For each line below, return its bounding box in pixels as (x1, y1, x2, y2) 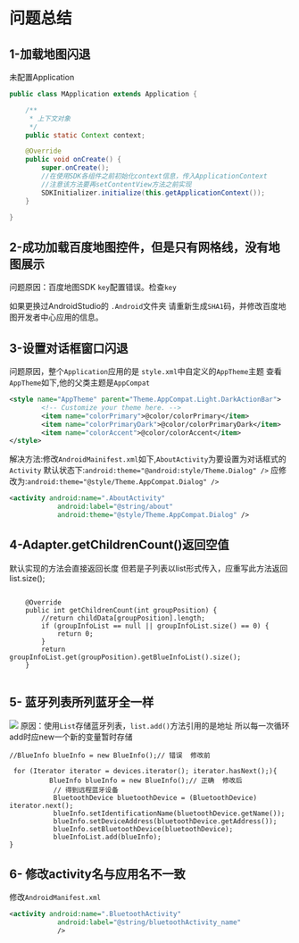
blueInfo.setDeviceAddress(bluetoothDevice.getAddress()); (53, 816, 278, 826)
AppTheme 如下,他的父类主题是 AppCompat (9, 377, 150, 388)
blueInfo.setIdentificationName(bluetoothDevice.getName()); (53, 809, 286, 818)
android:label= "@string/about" (56, 502, 174, 512)
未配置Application (9, 72, 75, 82)
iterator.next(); (9, 801, 74, 810)
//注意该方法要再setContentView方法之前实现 (41, 179, 192, 188)
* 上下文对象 (29, 113, 71, 123)
